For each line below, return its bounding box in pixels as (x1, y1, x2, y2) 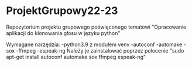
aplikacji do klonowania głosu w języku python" (6, 29, 121, 36)
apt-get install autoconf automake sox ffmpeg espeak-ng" (6, 53, 146, 60)
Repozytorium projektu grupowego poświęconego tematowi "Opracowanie (6, 23, 187, 30)
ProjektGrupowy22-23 (6, 4, 118, 18)
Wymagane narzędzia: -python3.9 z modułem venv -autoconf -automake (6, 41, 183, 48)
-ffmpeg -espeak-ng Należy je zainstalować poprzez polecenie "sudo (16, 47, 184, 54)
